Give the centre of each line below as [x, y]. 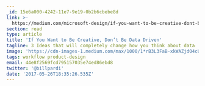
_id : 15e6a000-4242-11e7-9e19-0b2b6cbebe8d [63, 12]
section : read [24, 29]
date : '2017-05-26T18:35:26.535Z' [50, 74]
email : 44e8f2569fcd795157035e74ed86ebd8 [60, 62]
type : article [24, 35]
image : [15, 51]
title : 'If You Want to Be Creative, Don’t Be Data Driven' [85, 40]
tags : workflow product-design [46, 57]
